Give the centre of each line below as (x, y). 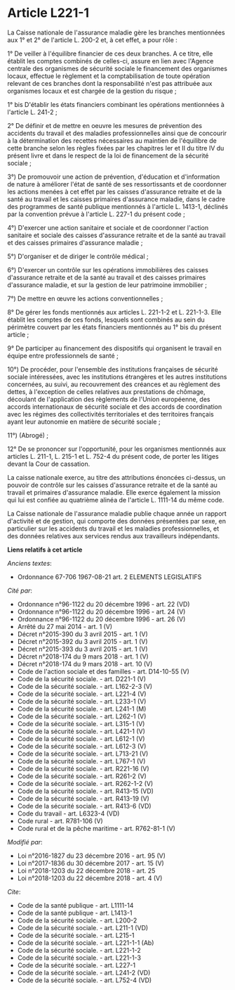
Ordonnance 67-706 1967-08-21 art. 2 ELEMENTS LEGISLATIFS (109, 577)
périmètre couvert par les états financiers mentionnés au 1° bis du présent (114, 327)
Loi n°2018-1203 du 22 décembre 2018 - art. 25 (86, 870)
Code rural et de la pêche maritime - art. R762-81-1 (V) (96, 828)
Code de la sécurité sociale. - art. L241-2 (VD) (84, 972)
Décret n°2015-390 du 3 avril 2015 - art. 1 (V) (83, 634)
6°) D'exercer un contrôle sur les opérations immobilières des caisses (108, 269)
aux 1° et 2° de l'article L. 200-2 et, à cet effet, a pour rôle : (92, 39)
